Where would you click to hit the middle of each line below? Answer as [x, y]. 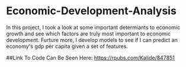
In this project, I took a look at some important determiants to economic [93, 27]
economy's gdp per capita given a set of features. [67, 46]
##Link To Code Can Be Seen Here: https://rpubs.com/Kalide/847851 [90, 58]
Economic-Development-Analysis [91, 11]
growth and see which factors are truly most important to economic [88, 33]
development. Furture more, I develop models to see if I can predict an [92, 40]
